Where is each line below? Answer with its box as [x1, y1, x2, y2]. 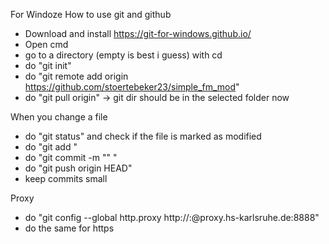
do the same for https [24, 222, 115, 234]
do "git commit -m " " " [24, 152, 118, 163]
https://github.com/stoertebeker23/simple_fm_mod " [24, 81, 240, 93]
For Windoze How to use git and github [10, 9, 172, 20]
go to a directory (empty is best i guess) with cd [24, 49, 223, 61]
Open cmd [24, 39, 69, 50]
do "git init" [24, 60, 72, 71]
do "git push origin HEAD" [24, 162, 133, 174]
